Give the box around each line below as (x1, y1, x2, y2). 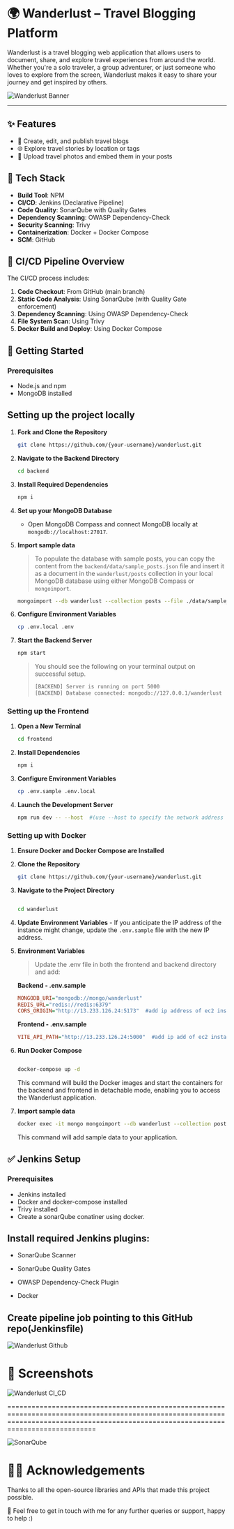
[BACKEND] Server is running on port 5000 (34, 684, 160, 690)
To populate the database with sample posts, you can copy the (34, 554, 215, 563)
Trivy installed (17, 1205, 58, 1213)
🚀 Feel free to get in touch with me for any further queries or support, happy (7, 1507, 226, 1515)
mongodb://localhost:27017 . (27, 527, 108, 535)
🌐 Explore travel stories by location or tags (17, 144, 141, 152)
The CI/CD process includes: (7, 274, 91, 283)
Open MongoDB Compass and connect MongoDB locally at (27, 519, 198, 528)
